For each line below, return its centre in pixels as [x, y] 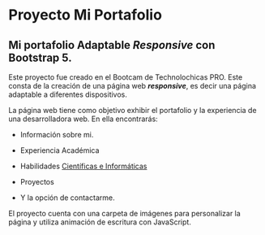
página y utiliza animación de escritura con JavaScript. [100, 222]
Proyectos [37, 182]
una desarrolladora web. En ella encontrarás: [83, 119]
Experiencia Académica [60, 150]
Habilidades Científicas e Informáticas [83, 166]
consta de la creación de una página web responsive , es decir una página [132, 86]
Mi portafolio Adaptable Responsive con [112, 45]
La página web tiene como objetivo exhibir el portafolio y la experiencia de [132, 110]
